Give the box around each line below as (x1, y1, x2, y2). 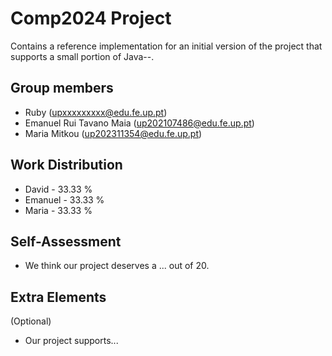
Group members (10, 80, 114, 97)
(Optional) (10, 315, 52, 327)
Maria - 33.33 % (24, 204, 93, 216)
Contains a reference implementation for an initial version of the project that (10, 40, 323, 52)
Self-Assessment (10, 233, 122, 250)
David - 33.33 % (24, 183, 93, 195)
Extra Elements (10, 288, 107, 306)
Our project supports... (24, 335, 119, 347)
